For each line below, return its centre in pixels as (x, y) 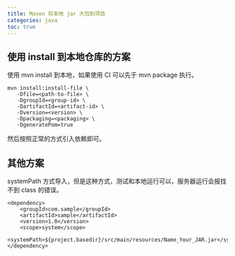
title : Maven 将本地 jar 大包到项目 (56, 14)
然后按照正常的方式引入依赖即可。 (56, 139)
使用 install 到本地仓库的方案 (69, 57)
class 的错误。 (42, 190)
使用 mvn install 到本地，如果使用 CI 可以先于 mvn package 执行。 (102, 75)
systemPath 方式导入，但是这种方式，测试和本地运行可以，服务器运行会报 (114, 181)
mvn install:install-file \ (48, 88)
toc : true (22, 27)
